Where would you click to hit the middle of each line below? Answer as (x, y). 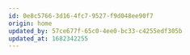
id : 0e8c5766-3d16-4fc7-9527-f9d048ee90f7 (81, 16)
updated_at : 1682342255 (49, 38)
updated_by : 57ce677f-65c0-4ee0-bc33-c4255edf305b (95, 31)
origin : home (30, 23)
